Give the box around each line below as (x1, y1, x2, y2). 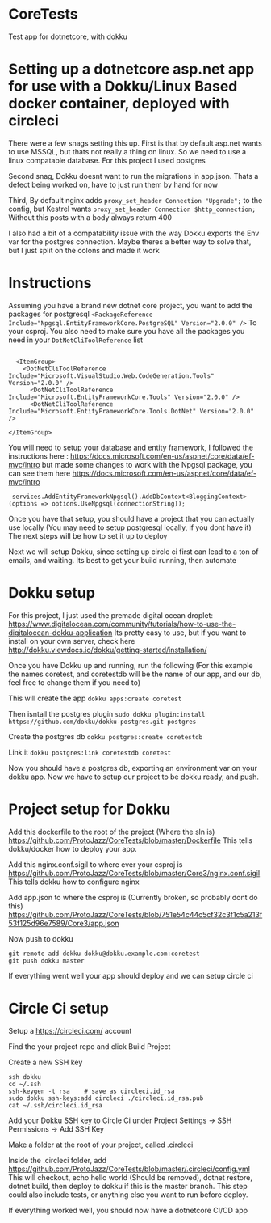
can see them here (8, 468, 71, 478)
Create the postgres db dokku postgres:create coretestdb (8, 731, 203, 741)
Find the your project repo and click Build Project (8, 1041, 171, 1052)
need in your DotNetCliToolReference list (8, 335, 144, 345)
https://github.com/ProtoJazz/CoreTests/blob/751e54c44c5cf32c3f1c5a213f (8, 909, 263, 919)
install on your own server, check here (8, 636, 135, 645)
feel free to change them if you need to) (8, 677, 141, 688)
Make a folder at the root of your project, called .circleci (8, 1140, 194, 1149)
